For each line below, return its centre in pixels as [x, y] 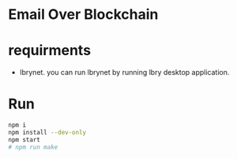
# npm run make [33, 147]
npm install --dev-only [47, 132]
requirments [50, 51]
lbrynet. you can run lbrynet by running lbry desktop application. [124, 72]
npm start [24, 139]
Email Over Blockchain [83, 15]
